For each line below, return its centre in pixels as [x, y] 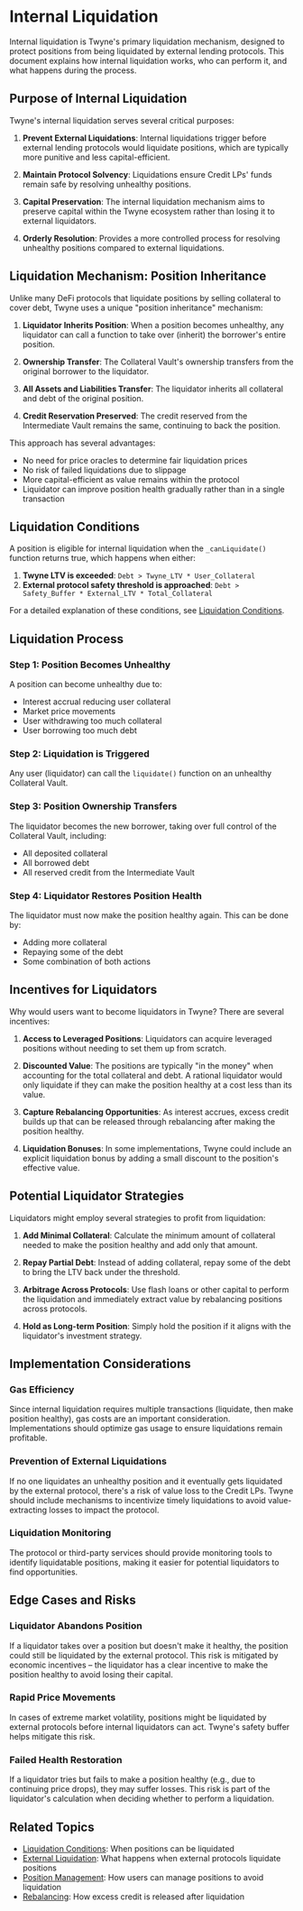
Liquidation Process [67, 639]
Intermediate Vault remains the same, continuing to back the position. [151, 425]
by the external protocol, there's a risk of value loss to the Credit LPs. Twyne [151, 1491]
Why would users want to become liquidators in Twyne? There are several [147, 1011]
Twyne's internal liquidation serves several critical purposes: [122, 120]
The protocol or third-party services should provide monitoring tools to [141, 1552]
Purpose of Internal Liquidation [98, 99]
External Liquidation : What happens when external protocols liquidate [151, 1858]
